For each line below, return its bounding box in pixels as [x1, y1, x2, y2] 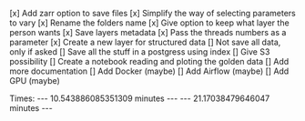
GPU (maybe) [9, 76, 61, 86]
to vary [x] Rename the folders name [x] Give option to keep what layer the [9, 17, 290, 28]
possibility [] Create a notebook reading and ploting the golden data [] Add [9, 56, 290, 66]
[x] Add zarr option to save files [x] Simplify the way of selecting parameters [9, 8, 296, 18]
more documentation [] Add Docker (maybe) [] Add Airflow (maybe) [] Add [9, 66, 290, 76]
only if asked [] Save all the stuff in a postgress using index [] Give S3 [9, 46, 270, 57]
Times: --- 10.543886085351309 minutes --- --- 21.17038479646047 [9, 93, 270, 104]
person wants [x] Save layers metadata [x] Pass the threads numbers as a [9, 27, 287, 37]
